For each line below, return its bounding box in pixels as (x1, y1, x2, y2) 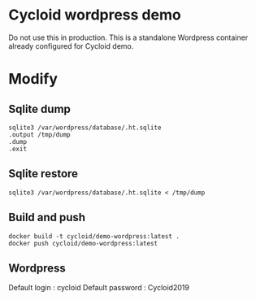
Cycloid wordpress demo (8, 6, 181, 24)
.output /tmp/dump (8, 130, 71, 139)
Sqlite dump (8, 102, 72, 115)
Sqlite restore (8, 167, 79, 180)
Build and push (8, 211, 86, 224)
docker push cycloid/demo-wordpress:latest (8, 239, 158, 247)
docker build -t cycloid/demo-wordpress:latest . (8, 232, 180, 241)
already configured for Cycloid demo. (8, 41, 134, 50)
